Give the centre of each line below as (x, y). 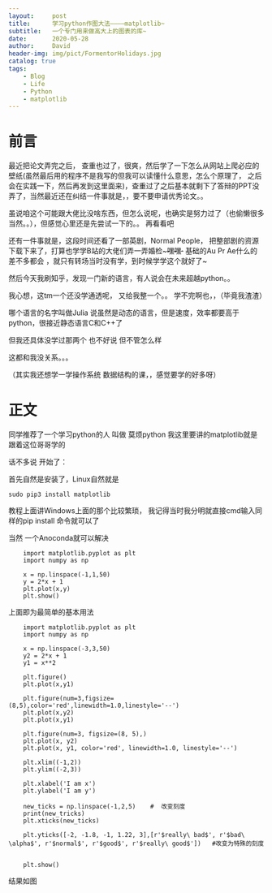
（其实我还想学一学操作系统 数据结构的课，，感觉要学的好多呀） (114, 375)
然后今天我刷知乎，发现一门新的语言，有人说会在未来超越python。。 (121, 278)
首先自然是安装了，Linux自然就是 (64, 479)
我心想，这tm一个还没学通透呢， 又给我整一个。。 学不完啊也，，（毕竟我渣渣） (137, 296)
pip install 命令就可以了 (61, 521)
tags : (17, 69)
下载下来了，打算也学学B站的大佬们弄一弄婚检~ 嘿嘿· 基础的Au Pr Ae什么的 (133, 251)
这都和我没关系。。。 (41, 357)
